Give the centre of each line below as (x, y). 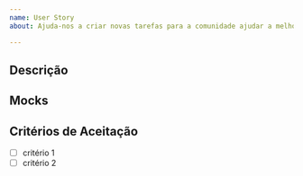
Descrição (39, 70)
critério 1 (39, 153)
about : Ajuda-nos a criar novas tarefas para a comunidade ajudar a (141, 26)
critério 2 (39, 163)
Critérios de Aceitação (73, 131)
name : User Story (42, 18)
